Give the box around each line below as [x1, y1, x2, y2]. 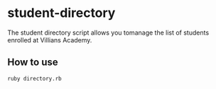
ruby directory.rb [7, 75, 62, 82]
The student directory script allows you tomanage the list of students [7, 28, 210, 37]
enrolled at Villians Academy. [7, 35, 92, 44]
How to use [7, 57, 58, 69]
